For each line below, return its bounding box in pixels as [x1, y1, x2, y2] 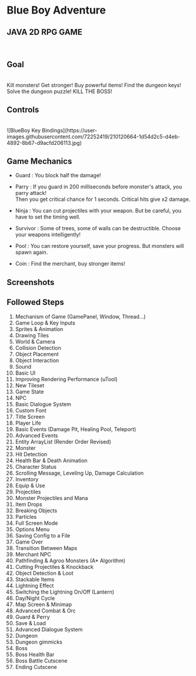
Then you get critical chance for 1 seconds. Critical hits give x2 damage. [15, 195, 191, 203]
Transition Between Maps [15, 544, 78, 551]
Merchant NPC [15, 551, 52, 558]
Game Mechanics [6, 157, 72, 167]
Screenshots [6, 277, 55, 287]
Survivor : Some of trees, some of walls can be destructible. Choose [15, 225, 181, 232]
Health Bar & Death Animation [15, 457, 88, 464]
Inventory [15, 475, 39, 483]
